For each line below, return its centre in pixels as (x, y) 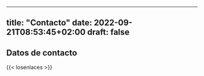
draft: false (108, 32)
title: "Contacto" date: (49, 23)
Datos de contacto (42, 53)
